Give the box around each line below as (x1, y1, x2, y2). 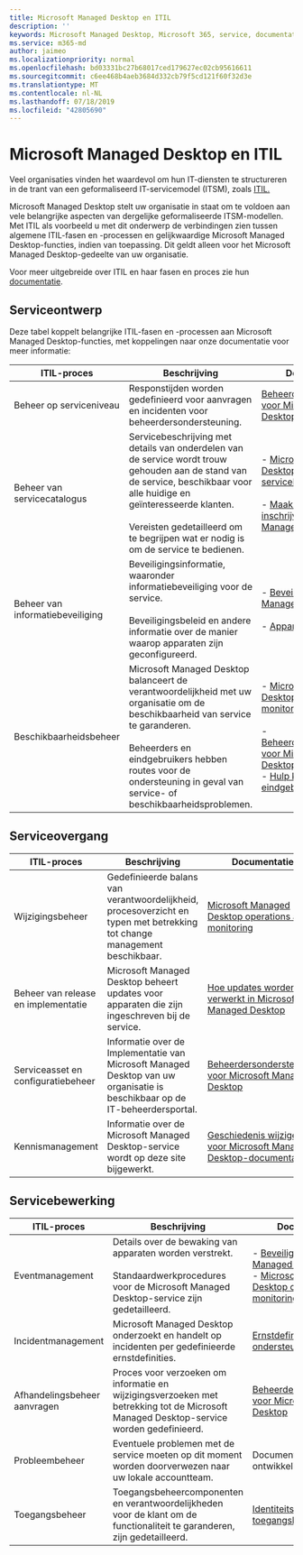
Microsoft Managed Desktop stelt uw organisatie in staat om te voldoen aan (9, 201, 290, 212)
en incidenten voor (128, 405, 208, 417)
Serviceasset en (14, 1063, 83, 1076)
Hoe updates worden (207, 980, 297, 993)
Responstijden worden (128, 382, 224, 394)
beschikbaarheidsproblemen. (128, 798, 253, 810)
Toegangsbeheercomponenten (112, 1486, 243, 1498)
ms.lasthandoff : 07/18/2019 (9, 97, 115, 106)
